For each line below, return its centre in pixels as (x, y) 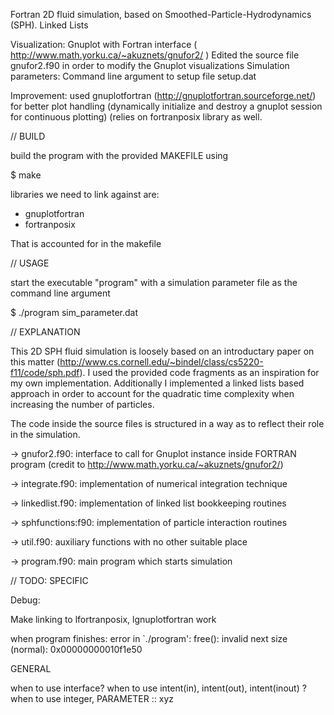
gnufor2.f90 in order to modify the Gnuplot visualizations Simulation (150, 65)
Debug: (25, 600)
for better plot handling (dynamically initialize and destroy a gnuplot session (166, 106)
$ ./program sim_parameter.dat (74, 312)
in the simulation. (45, 434)
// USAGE (30, 263)
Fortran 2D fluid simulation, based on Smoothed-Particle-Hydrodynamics (161, 14)
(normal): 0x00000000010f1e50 (76, 649)
